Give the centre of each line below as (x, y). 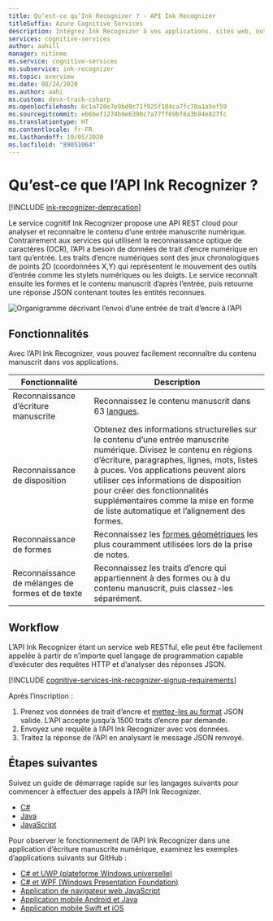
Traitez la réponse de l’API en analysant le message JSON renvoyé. (132, 738)
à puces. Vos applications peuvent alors (170, 471)
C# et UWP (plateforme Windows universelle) (96, 873)
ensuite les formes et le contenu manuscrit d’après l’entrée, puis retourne (131, 284)
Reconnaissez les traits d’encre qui (160, 568)
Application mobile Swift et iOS (72, 908)
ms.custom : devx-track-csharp (60, 99)
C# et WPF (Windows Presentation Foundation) (99, 882)
